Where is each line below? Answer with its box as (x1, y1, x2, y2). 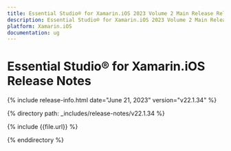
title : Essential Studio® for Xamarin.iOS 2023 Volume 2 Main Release (7, 10, 214, 17)
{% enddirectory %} (7, 136, 64, 144)
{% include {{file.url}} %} (7, 123, 78, 131)
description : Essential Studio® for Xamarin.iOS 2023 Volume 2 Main (7, 16, 208, 23)
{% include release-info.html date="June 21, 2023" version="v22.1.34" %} (7, 96, 217, 104)
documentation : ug (7, 29, 60, 36)
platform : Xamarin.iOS (7, 23, 72, 30)
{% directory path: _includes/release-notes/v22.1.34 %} (7, 109, 165, 117)
